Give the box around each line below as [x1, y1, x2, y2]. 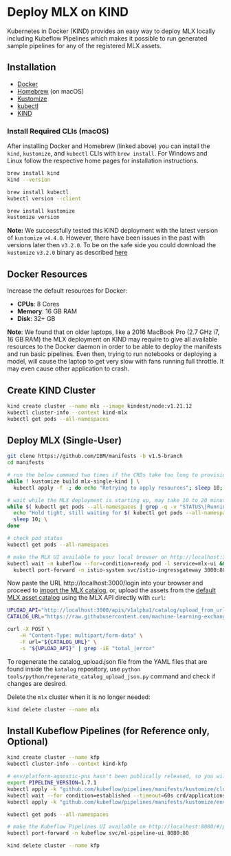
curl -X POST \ [7, 626, 51, 633]
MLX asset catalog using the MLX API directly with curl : [7, 594, 166, 602]
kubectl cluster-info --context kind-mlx [7, 409, 128, 416]
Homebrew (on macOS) [16, 87, 85, 95]
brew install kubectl [7, 189, 69, 196]
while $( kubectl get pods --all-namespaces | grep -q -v [7, 503, 177, 510]
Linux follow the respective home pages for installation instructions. [7, 156, 199, 165]
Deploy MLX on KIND [7, 4, 129, 20]
